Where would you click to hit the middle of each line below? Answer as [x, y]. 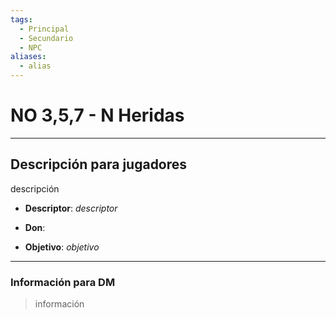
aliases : [28, 57]
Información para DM [63, 282]
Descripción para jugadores [99, 164]
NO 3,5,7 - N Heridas [97, 115]
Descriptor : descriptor [71, 208]
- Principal [44, 29]
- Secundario [46, 38]
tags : [21, 19]
